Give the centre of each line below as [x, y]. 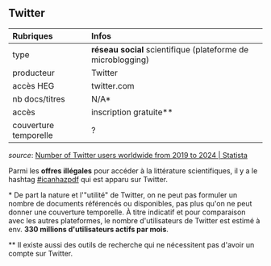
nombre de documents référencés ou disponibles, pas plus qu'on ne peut [130, 203]
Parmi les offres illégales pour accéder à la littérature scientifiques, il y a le [133, 170]
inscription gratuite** [132, 112]
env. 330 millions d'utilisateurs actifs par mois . [89, 229]
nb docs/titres [39, 98]
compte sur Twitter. [41, 253]
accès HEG [33, 85]
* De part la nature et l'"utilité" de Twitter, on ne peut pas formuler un [123, 195]
